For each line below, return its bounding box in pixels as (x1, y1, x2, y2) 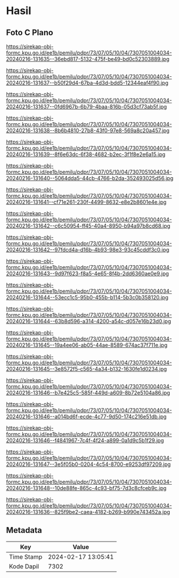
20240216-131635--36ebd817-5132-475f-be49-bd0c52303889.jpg (6, 56, 170, 62)
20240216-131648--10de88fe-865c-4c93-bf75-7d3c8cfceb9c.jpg (6, 485, 167, 491)
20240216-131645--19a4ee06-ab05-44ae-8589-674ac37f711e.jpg (6, 342, 168, 349)
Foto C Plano (6, 28, 53, 38)
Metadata (6, 525, 42, 535)
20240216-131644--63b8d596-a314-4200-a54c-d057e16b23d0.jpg (6, 318, 171, 325)
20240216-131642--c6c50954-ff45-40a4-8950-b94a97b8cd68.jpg (6, 222, 171, 229)
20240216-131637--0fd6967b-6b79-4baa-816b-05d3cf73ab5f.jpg (6, 103, 167, 110)
